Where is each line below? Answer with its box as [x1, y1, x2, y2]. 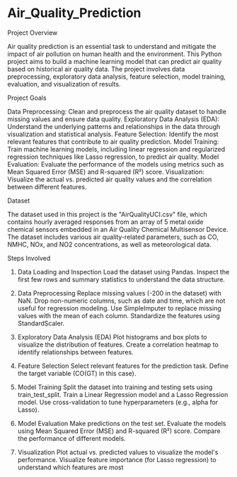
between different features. [7, 182, 87, 191]
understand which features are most [17, 463, 124, 471]
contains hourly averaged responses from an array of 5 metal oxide [7, 218, 204, 226]
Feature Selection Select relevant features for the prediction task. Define [17, 361, 229, 370]
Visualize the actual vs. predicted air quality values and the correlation [7, 175, 212, 184]
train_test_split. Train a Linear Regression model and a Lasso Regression [17, 390, 229, 398]
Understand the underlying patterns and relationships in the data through [7, 122, 221, 130]
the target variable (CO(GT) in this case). [17, 369, 137, 377]
